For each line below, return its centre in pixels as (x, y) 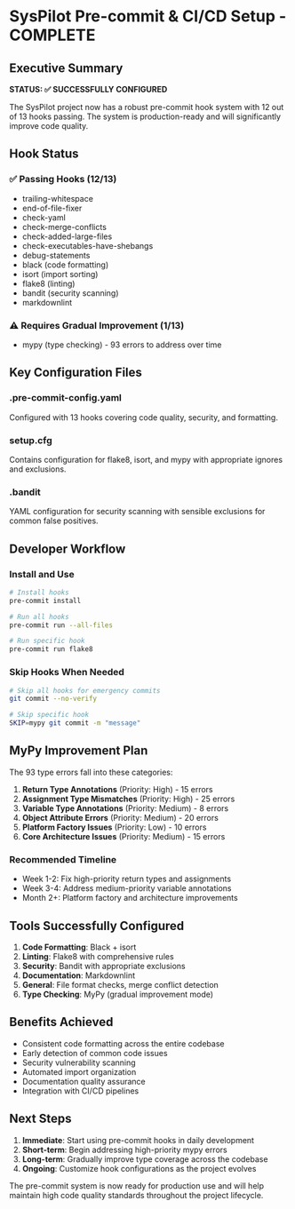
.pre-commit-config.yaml (66, 398)
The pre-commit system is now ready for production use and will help (137, 1185)
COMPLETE (52, 35)
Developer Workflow (68, 549)
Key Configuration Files (76, 373)
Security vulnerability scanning (79, 1062)
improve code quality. (49, 126)
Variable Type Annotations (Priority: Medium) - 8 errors (125, 808)
